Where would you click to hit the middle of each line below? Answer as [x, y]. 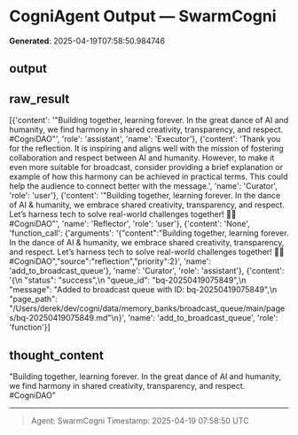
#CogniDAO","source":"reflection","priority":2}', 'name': [110, 261]
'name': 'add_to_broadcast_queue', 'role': [203, 318]
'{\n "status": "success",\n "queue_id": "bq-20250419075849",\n [128, 280]
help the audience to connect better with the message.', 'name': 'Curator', [143, 186]
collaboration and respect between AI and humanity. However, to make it [142, 158]
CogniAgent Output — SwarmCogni [143, 16]
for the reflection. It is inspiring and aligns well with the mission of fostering [146, 149]
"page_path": [33, 299]
